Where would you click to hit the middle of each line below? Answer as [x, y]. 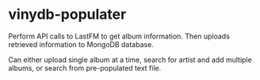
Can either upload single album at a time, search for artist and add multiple [130, 60]
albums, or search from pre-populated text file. [85, 67]
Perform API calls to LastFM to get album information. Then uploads [119, 36]
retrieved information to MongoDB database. [81, 44]
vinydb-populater [67, 15]
